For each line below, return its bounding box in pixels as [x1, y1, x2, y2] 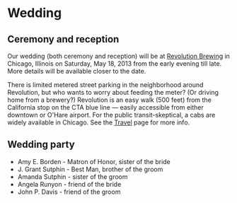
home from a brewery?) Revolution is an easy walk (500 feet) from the [7, 95, 212, 104]
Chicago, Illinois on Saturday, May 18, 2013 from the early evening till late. [7, 59, 222, 68]
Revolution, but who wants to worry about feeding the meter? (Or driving [7, 88, 219, 96]
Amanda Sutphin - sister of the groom [17, 172, 129, 181]
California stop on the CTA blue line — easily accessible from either [7, 103, 204, 111]
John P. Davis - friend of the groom [17, 187, 121, 196]
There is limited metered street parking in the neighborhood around [7, 81, 204, 89]
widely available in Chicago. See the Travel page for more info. [7, 118, 190, 127]
